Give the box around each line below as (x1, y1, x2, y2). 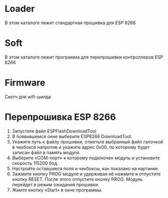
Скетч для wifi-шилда (5, 94, 51, 100)
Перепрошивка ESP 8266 (5, 111, 116, 122)
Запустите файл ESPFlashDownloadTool (12, 128, 97, 134)
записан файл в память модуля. (12, 149, 81, 155)
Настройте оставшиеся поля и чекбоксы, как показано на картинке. (12, 165, 159, 171)
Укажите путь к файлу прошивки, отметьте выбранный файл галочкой (12, 139, 163, 145)
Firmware (5, 77, 46, 89)
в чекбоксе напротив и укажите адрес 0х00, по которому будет (12, 144, 150, 150)
